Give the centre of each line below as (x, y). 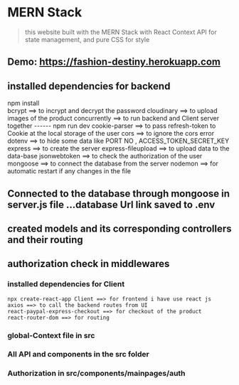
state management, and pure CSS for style (87, 39)
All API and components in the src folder (78, 354)
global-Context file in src (51, 335)
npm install (23, 103)
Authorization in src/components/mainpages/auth (97, 374)
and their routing (45, 240)
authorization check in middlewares (89, 264)
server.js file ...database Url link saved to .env (111, 204)
